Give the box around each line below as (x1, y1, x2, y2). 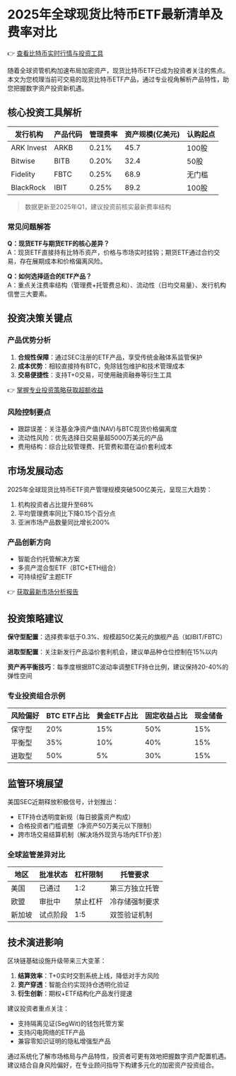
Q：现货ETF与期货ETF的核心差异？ (7, 239, 110, 248)
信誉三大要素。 (7, 290, 51, 298)
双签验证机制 (110, 910, 153, 920)
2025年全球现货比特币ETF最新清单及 (7, 6, 223, 23)
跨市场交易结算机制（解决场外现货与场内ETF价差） (17, 830, 166, 839)
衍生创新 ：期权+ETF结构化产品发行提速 (17, 989, 133, 998)
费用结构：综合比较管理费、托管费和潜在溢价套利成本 (17, 442, 173, 451)
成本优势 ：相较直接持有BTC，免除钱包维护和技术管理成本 (17, 362, 185, 370)
